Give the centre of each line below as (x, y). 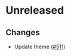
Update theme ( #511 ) (40, 46)
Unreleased (35, 10)
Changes (23, 32)
